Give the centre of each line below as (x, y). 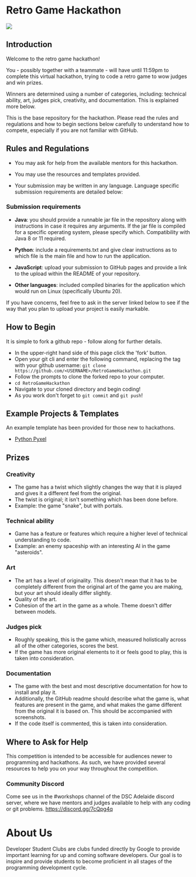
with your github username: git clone (60, 365)
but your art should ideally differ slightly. (63, 592)
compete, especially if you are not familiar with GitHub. (72, 130)
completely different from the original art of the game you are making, (99, 587)
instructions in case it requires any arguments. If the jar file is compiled (100, 226)
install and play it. (36, 692)
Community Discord (35, 784)
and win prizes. (25, 82)
